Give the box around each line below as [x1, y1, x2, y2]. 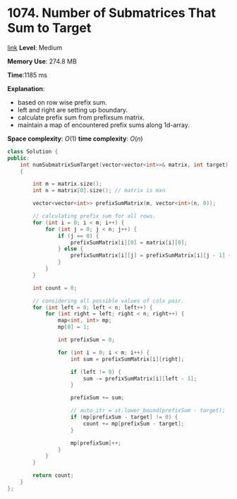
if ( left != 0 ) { [70, 368, 121, 375]
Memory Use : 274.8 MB [7, 57, 78, 65]
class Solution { [7, 148, 59, 155]
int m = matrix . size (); [32, 180, 102, 188]
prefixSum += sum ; [70, 394, 125, 401]
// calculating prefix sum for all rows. [32, 213, 157, 220]
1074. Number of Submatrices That [7, 5, 217, 21]
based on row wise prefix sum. [17, 98, 107, 107]
